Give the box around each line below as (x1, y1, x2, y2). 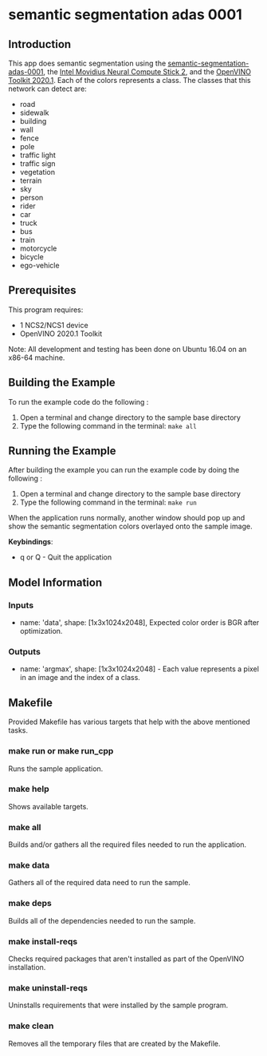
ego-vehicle (19, 261, 60, 270)
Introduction (8, 38, 72, 51)
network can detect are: (8, 84, 88, 93)
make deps (8, 898, 52, 909)
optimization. (19, 627, 63, 636)
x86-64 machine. (8, 353, 65, 362)
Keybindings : (8, 537, 53, 547)
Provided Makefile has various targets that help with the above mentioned (8, 717, 251, 727)
